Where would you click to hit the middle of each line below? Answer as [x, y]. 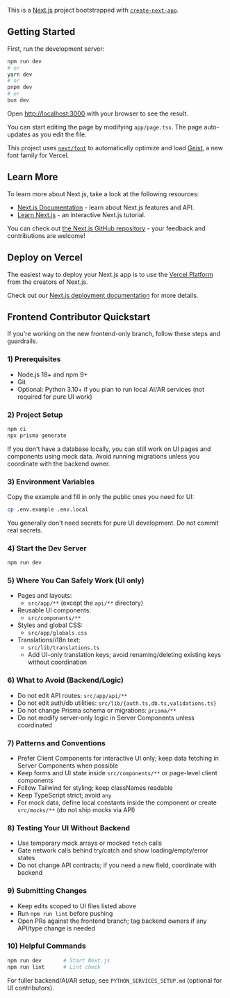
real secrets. [25, 530]
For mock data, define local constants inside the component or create [117, 802]
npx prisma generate [37, 435]
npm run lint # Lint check [54, 967]
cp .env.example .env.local [48, 510]
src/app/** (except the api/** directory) [85, 603]
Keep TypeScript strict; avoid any [64, 795]
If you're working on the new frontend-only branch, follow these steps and [114, 334]
